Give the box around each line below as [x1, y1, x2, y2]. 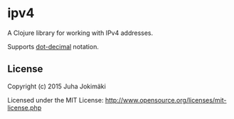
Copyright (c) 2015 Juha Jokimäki [7, 82, 107, 90]
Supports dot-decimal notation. [7, 42, 100, 51]
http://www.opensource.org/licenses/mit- [105, 95, 227, 104]
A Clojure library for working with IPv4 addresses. [7, 29, 154, 37]
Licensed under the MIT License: [7, 95, 104, 104]
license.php [7, 103, 42, 112]
